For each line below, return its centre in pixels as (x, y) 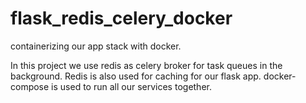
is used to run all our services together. (131, 86)
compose (30, 86)
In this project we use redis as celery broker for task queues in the (146, 65)
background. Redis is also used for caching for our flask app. (136, 76)
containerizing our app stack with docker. (96, 46)
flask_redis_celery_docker (121, 18)
